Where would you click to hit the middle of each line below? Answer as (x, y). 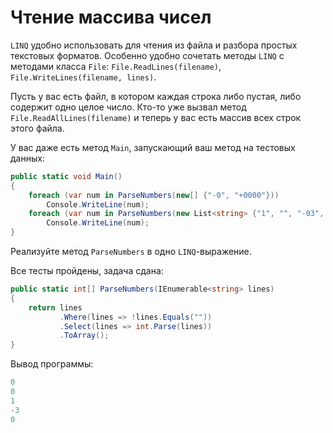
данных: (27, 158)
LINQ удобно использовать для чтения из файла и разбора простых (154, 45)
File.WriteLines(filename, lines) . (83, 77)
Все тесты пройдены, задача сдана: (87, 271)
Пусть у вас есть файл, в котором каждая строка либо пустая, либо (156, 96)
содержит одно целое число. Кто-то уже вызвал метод (128, 107)
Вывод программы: (52, 364)
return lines (55, 307)
